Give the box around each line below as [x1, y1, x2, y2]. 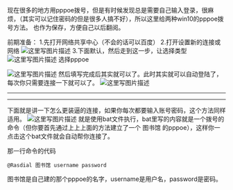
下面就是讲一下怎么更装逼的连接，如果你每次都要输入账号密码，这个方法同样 [7, 106, 226, 114]
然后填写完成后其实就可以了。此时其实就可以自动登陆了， [58, 70, 223, 78]
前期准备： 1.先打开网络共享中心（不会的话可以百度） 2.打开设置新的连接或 [7, 38, 221, 46]
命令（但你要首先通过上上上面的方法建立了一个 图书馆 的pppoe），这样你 [7, 124, 215, 131]
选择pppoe [58, 55, 89, 64]
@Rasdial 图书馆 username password [7, 162, 107, 169]
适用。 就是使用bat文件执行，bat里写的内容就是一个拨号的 [7, 115, 225, 123]
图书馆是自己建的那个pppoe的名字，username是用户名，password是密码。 [7, 175, 222, 183]
